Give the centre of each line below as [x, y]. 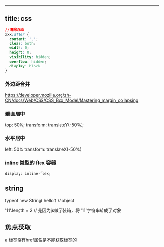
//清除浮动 [15, 30]
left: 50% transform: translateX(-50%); [44, 149]
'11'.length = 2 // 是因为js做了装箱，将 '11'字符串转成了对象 [63, 210]
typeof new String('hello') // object [40, 200]
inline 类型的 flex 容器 [31, 163]
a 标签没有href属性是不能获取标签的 [41, 240]
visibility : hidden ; [30, 57]
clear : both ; [23, 44]
